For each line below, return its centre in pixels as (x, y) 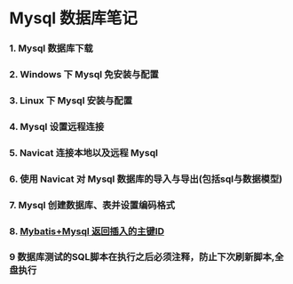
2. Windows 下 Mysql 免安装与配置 (84, 75)
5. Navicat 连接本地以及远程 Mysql (83, 152)
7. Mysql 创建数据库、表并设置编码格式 (92, 205)
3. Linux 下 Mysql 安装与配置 (71, 101)
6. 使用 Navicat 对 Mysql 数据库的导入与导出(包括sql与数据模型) (146, 179)
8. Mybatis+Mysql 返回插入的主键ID (87, 231)
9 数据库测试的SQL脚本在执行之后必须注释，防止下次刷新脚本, (142, 257)
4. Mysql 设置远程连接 (57, 126)
